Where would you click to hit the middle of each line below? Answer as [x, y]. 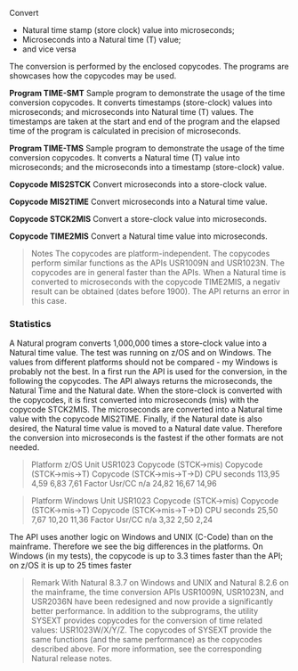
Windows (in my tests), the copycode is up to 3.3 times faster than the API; [146, 556]
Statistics [30, 323]
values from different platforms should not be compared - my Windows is [144, 362]
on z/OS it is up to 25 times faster [70, 566]
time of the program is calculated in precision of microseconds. [125, 131]
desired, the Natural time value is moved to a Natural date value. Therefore [146, 429]
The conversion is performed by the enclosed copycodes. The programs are [149, 66]
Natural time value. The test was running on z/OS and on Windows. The [141, 353]
